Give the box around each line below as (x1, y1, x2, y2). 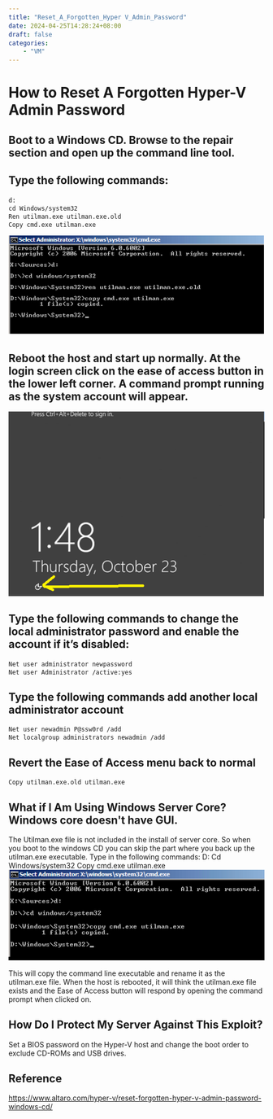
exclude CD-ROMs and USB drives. (8, 1048, 127, 1058)
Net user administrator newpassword (8, 660, 132, 668)
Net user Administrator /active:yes (8, 668, 132, 676)
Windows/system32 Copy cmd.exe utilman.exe (8, 860, 166, 870)
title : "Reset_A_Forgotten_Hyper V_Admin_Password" (8, 13, 187, 21)
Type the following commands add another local (8, 690, 258, 704)
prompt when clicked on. (8, 994, 92, 1004)
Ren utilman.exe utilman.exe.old (8, 212, 122, 221)
